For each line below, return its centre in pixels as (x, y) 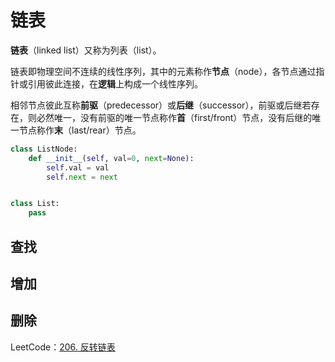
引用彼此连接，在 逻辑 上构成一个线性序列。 (115, 83)
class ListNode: (44, 149)
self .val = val (78, 167)
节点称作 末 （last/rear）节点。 (80, 130)
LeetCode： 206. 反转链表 (63, 347)
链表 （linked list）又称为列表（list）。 (86, 50)
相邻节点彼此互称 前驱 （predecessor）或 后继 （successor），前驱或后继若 (161, 105)
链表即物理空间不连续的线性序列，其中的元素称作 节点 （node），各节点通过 (163, 71)
